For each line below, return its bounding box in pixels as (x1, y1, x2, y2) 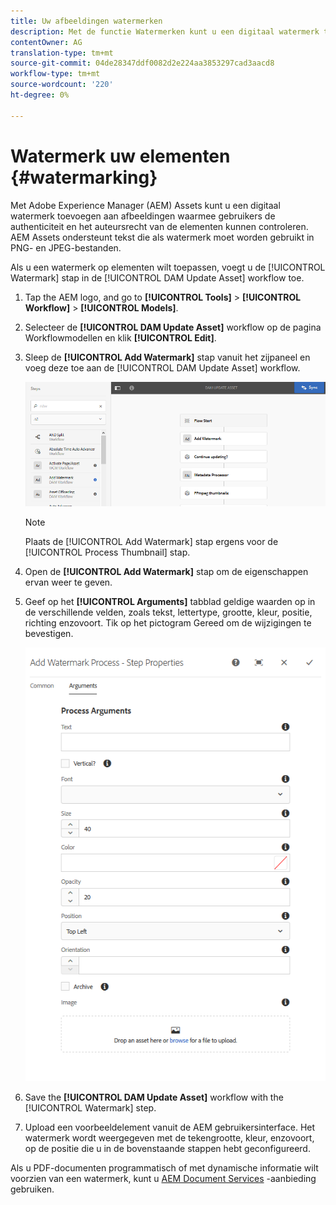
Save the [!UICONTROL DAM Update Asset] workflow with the (24, 1091, 284, 1104)
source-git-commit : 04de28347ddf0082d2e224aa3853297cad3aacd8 (10, 58, 275, 69)
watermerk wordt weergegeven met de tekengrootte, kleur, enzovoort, (24, 1132, 315, 1144)
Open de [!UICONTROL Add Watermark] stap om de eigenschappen (24, 566, 309, 578)
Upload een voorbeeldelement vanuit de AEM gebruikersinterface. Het (24, 1121, 316, 1134)
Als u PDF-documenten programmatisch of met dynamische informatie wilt (10, 1162, 319, 1174)
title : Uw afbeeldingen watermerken (10, 16, 163, 26)
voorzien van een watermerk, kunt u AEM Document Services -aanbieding (10, 1173, 317, 1185)
